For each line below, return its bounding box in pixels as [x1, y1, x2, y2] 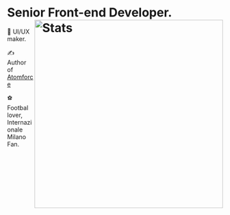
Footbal [7, 103, 29, 112]
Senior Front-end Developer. [7, 5, 172, 21]
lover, [7, 111, 23, 119]
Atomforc [7, 73, 34, 81]
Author [7, 58, 27, 66]
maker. [7, 34, 27, 42]
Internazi [7, 118, 32, 126]
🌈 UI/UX [7, 27, 30, 36]
